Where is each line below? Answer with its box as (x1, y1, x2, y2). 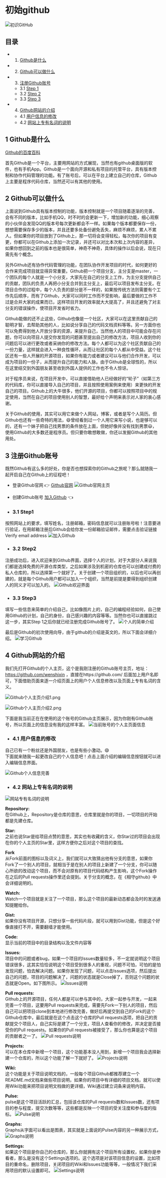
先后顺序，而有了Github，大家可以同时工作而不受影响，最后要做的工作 (9, 293, 153, 299)
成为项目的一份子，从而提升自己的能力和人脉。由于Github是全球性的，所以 (5, 359, 157, 365)
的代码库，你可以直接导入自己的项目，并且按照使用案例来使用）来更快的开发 (5, 382, 161, 388)
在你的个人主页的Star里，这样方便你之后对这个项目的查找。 (5, 840, 126, 846)
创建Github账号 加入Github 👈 (12, 494, 73, 500)
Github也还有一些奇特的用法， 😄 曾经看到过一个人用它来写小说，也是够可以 (5, 417, 158, 423)
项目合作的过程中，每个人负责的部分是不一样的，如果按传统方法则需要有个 (5, 287, 157, 293)
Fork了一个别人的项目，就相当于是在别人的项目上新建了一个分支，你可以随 (5, 862, 157, 868)
